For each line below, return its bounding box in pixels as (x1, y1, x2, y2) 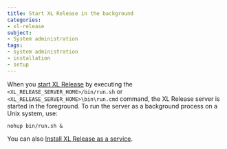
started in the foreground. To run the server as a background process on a (7, 102, 218, 110)
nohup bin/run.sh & (7, 122, 63, 129)
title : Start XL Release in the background (7, 10, 134, 17)
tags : (7, 42, 23, 49)
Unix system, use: (7, 109, 58, 117)
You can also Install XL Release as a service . (7, 135, 133, 143)
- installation (7, 55, 51, 62)
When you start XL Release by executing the (7, 80, 133, 88)
